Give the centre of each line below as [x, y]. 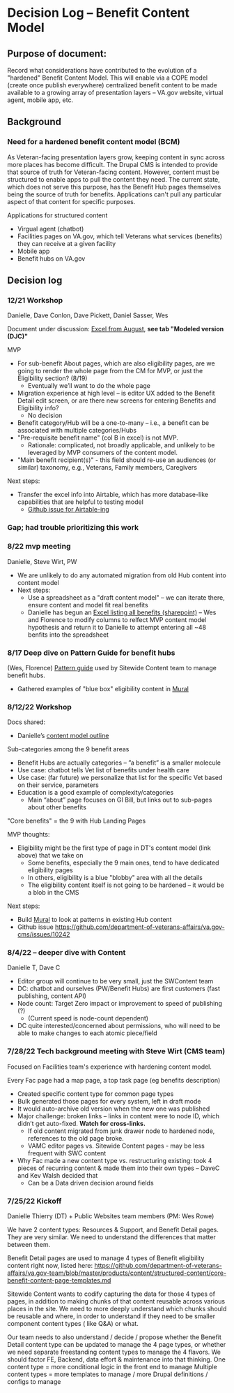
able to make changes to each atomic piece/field [87, 1033]
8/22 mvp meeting [39, 547]
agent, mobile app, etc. [40, 100]
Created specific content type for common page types [95, 1094]
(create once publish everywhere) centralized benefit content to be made [112, 85]
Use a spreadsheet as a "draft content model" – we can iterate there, [126, 597]
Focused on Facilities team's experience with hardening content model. [110, 1067]
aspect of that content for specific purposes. [71, 201]
